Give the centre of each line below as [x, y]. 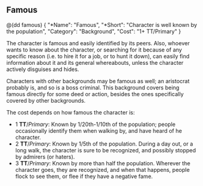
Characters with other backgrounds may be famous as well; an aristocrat [98, 81]
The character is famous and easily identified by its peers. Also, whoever [98, 43]
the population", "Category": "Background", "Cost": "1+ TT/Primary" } [94, 31]
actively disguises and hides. [43, 69]
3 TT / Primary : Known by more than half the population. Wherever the [103, 163]
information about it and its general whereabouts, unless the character [95, 62]
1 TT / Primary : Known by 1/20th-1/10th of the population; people [95, 124]
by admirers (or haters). [45, 157]
